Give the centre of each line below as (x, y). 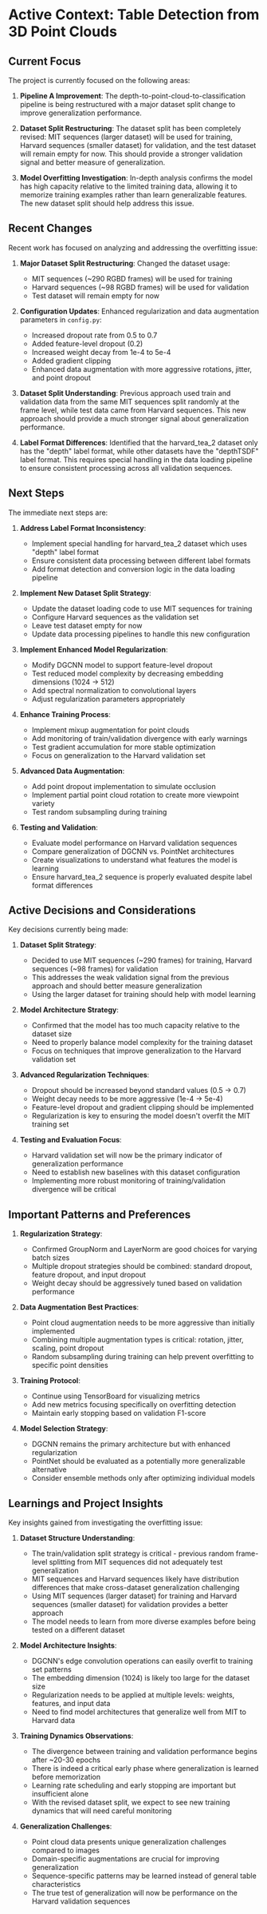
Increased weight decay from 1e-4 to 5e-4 (101, 352)
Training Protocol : (50, 1381)
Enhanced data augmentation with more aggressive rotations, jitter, (142, 369)
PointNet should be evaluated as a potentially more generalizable (138, 1461)
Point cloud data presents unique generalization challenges (129, 1842)
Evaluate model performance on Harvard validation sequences (134, 843)
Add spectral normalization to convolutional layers (114, 690)
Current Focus (45, 61)
